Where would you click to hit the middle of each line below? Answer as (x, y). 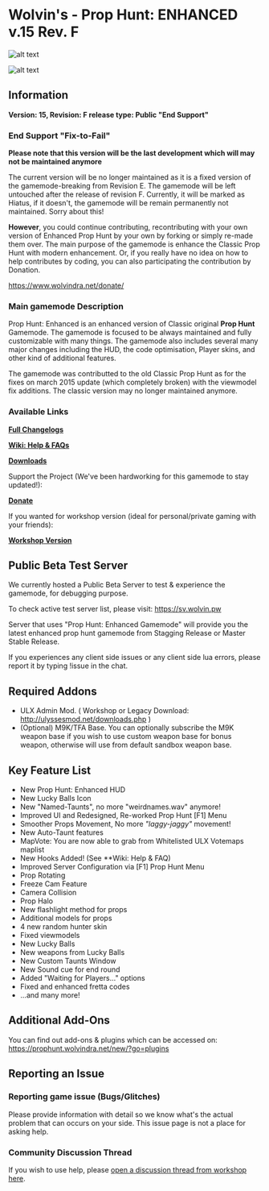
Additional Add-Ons (59, 1021)
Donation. (24, 270)
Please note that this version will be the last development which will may (132, 153)
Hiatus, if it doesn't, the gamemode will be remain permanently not (118, 203)
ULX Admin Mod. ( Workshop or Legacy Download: (104, 711)
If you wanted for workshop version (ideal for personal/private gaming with (132, 516)
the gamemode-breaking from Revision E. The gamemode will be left (122, 186)
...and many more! (50, 995)
